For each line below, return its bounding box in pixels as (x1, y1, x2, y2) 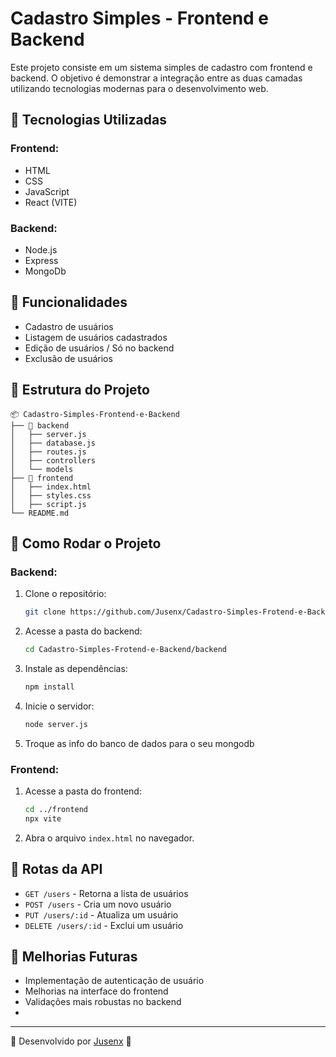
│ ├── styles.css (10, 490, 92, 501)
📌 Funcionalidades (10, 294, 128, 311)
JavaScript (24, 185, 70, 197)
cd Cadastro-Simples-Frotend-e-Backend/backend (24, 645, 227, 655)
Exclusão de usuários (24, 352, 113, 364)
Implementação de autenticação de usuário (24, 975, 205, 987)
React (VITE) (24, 196, 78, 208)
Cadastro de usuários (24, 320, 114, 332)
